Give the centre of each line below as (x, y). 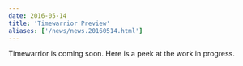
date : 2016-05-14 (38, 16)
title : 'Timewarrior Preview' (60, 23)
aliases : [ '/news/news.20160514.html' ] (76, 31)
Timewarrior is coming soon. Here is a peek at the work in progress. (122, 54)
